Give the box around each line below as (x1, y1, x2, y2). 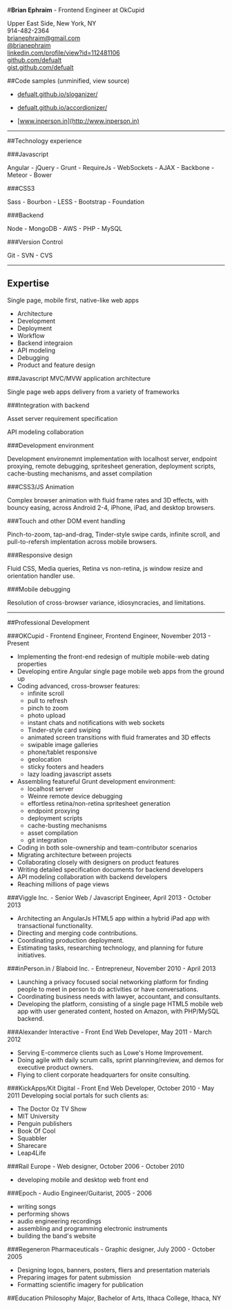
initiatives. (17, 950, 46, 959)
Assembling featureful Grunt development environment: (17, 777, 176, 785)
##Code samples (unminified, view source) (7, 77, 130, 85)
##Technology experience (7, 137, 82, 144)
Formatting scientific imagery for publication (17, 1280, 144, 1288)
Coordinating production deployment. (17, 936, 124, 944)
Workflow (17, 331, 45, 339)
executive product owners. (17, 1063, 94, 1071)
